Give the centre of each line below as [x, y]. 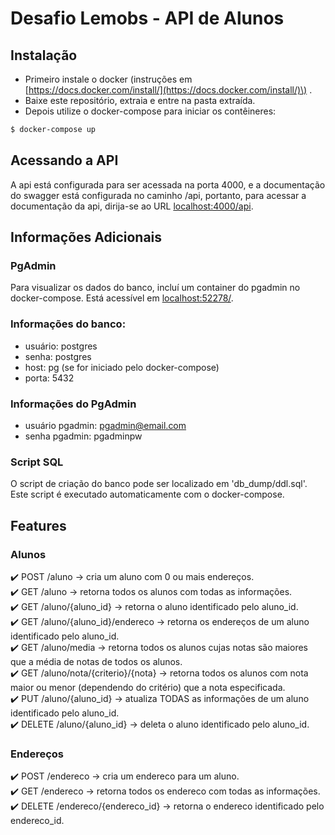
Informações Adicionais [86, 237]
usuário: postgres [61, 346]
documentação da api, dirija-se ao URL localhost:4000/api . [132, 206]
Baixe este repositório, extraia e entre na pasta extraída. [140, 100]
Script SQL [37, 462]
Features [38, 525]
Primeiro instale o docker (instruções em [108, 79]
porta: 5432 [49, 378]
